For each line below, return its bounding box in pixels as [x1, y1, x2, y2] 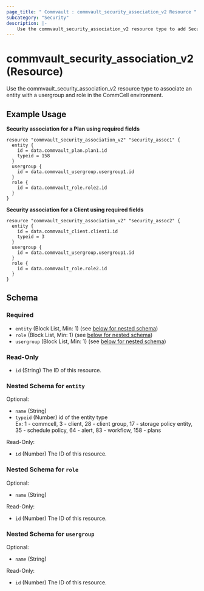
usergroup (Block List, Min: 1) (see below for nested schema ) [15, 338, 166, 345]
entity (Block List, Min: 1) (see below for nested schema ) [15, 324, 158, 332]
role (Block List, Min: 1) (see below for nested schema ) [15, 331, 153, 338]
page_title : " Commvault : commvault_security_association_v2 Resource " [6, 9, 197, 15]
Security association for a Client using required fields [6, 206, 144, 213]
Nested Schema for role [6, 465, 79, 474]
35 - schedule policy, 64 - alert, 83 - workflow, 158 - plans [15, 426, 161, 434]
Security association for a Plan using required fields [6, 125, 140, 132]
